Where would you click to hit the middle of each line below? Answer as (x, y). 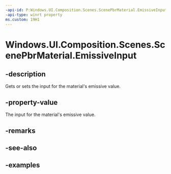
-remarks (20, 130)
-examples (23, 165)
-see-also (21, 148)
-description (25, 74)
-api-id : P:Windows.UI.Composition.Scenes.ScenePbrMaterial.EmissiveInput (86, 10)
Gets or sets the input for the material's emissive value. (63, 86)
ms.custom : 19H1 (22, 19)
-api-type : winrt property (34, 15)
